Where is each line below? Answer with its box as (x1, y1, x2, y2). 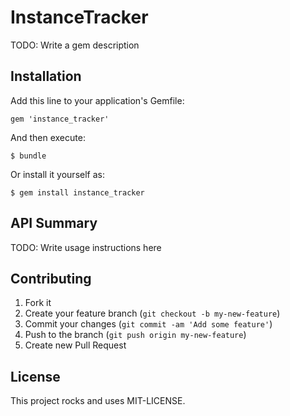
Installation (10, 68, 82, 85)
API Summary (10, 215, 98, 232)
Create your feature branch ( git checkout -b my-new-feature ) (24, 307, 281, 320)
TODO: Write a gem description (10, 39, 140, 51)
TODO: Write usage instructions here (10, 241, 162, 253)
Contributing (10, 270, 92, 287)
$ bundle (10, 151, 47, 161)
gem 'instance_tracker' (10, 114, 110, 124)
